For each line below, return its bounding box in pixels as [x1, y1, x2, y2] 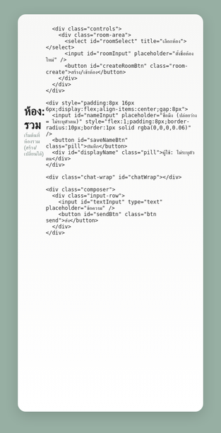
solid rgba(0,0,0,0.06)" [118, 124, 191, 131]
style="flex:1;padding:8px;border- [85, 118, 190, 125]
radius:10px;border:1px [45, 124, 116, 131]
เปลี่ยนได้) [24, 150, 44, 158]
